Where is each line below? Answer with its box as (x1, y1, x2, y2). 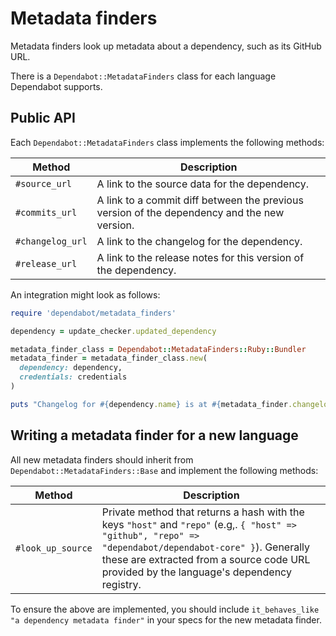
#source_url (15, 178, 73, 189)
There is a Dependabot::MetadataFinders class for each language (10, 70, 277, 82)
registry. (101, 577, 142, 591)
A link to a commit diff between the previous (96, 193, 304, 207)
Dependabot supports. (10, 80, 103, 92)
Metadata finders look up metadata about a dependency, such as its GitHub (10, 40, 322, 52)
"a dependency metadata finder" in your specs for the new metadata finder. (10, 613, 322, 626)
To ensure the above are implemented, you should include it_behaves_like (10, 603, 320, 615)
